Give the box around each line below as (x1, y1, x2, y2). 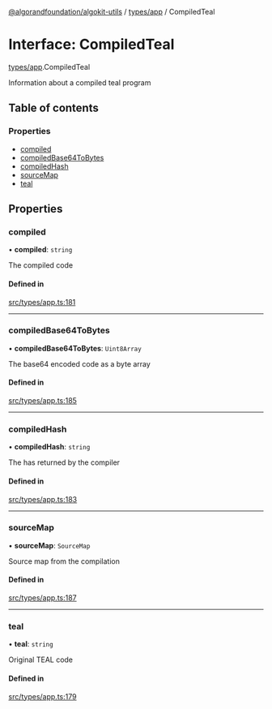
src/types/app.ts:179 (8, 691, 77, 701)
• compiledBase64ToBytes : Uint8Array (8, 343, 142, 353)
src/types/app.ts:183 (8, 494, 78, 504)
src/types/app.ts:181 (8, 297, 76, 307)
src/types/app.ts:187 (8, 593, 77, 603)
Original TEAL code (8, 655, 74, 664)
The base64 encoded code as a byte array (8, 359, 151, 368)
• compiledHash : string (8, 442, 91, 452)
